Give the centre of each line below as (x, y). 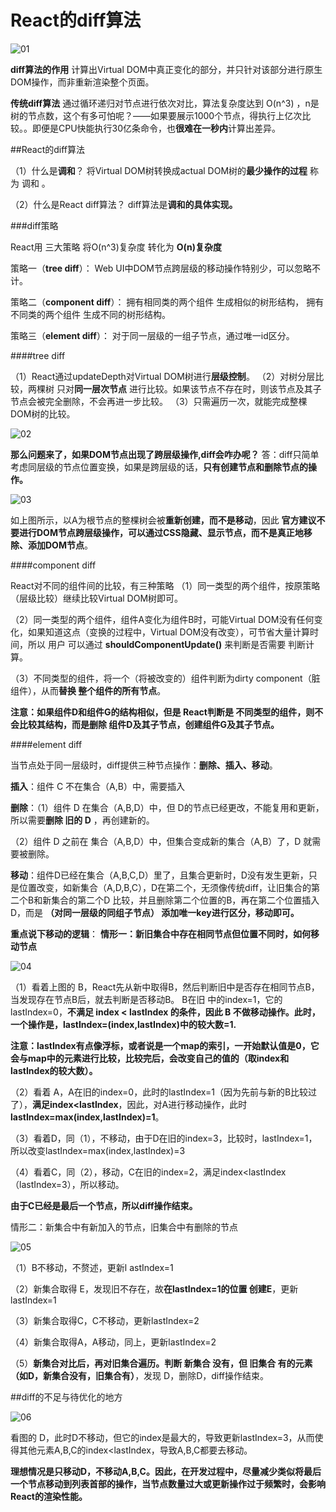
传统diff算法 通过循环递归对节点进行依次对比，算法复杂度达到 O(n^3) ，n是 (165, 103)
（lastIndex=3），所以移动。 (67, 1184)
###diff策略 (34, 225)
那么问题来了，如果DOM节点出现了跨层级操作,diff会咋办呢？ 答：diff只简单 (165, 454)
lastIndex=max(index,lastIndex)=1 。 (87, 1117)
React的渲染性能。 (49, 1496)
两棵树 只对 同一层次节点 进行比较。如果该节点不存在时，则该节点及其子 (174, 388)
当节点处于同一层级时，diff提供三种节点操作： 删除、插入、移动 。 (144, 765)
